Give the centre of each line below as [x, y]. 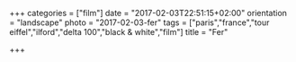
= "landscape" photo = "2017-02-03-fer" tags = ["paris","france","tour [139, 22]
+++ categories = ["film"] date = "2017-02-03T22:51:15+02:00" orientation [148, 13]
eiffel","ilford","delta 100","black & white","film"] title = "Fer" [119, 32]
